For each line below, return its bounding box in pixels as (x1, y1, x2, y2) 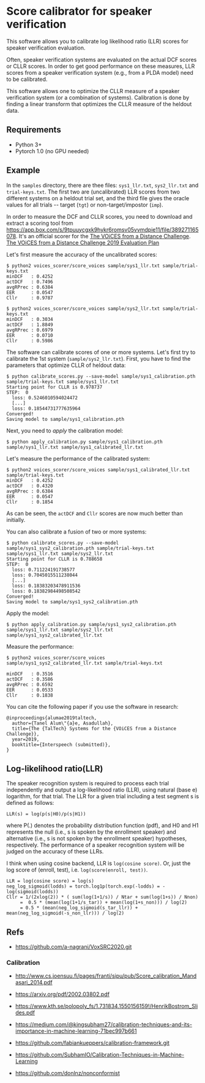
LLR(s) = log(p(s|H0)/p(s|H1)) (6, 811, 86, 817)
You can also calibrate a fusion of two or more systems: (6, 528, 147, 535)
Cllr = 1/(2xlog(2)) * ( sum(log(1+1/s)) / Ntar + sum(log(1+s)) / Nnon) (6, 894, 199, 900)
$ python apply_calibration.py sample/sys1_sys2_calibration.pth (6, 621, 176, 627)
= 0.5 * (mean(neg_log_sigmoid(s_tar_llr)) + (20, 905, 138, 911)
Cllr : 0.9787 (6, 295, 53, 301)
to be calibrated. (6, 75, 48, 83)
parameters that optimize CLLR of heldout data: (6, 361, 126, 369)
